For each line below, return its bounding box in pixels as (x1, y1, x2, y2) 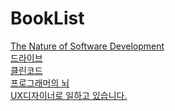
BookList (10, 7, 85, 30)
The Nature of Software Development (10, 40, 165, 52)
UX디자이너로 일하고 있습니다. (10, 89, 128, 101)
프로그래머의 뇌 (10, 77, 70, 89)
